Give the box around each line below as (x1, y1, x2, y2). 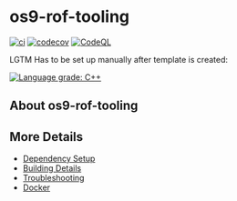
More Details (9, 129, 84, 145)
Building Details (22, 163, 82, 174)
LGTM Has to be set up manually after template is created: (9, 54, 228, 65)
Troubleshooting (22, 173, 85, 184)
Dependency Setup (22, 153, 96, 165)
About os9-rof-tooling (9, 98, 139, 114)
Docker (22, 182, 51, 193)
